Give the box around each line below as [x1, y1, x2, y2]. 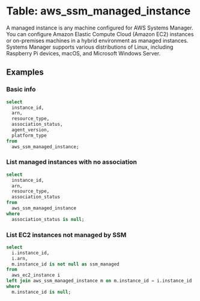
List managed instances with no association [6, 158, 137, 166]
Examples [6, 67, 44, 78]
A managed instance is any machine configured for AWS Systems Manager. [6, 24, 193, 31]
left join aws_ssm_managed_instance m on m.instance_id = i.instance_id [6, 278, 192, 284]
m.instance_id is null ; [11, 289, 71, 295]
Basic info [6, 85, 36, 94]
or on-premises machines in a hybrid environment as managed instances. [6, 37, 189, 44]
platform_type [11, 132, 47, 138]
